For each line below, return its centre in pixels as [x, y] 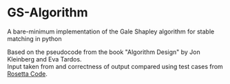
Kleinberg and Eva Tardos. [44, 59]
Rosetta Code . [28, 74]
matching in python [34, 38]
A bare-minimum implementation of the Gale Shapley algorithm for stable [111, 31]
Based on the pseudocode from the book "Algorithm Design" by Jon [104, 52]
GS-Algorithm [48, 13]
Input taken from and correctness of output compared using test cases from [115, 66]
